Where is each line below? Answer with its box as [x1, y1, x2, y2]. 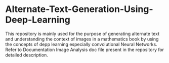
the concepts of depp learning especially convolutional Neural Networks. [5, 41, 158, 47]
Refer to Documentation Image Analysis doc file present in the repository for [5, 46, 164, 52]
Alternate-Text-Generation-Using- [5, 3, 153, 15]
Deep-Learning [5, 14, 71, 25]
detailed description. [5, 51, 48, 58]
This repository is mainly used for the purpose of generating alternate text [5, 30, 159, 36]
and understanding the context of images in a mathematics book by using [5, 36, 159, 42]
